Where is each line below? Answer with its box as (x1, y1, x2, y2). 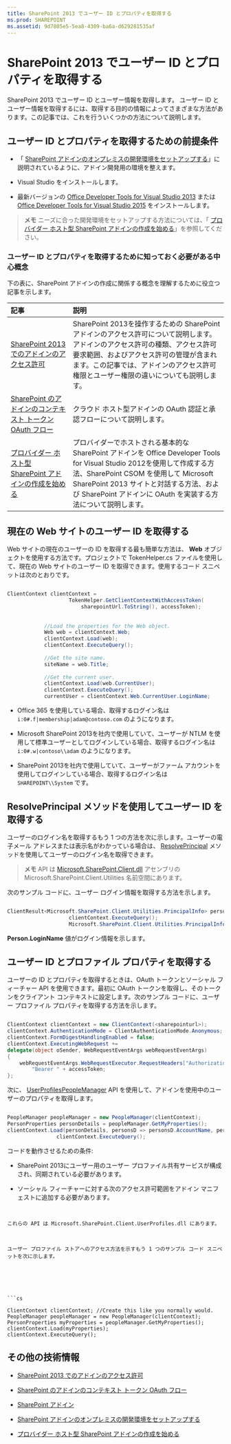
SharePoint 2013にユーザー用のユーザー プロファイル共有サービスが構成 (16, 1161, 222, 1169)
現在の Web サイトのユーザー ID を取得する (7, 525, 190, 537)
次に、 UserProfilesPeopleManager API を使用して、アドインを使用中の (7, 1085, 210, 1094)
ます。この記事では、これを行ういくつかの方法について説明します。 (12, 113, 205, 121)
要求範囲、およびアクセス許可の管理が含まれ (72, 350, 218, 360)
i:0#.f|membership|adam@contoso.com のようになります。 (16, 715, 177, 723)
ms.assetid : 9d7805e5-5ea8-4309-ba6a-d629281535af (7, 23, 155, 30)
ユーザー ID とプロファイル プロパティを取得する (7, 956, 212, 968)
